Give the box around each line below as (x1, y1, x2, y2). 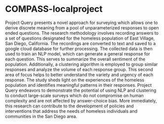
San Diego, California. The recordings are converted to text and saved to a (5, 40, 156, 46)
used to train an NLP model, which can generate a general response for (5, 50, 150, 57)
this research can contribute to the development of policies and (5, 103, 134, 109)
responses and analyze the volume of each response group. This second (5, 66, 154, 72)
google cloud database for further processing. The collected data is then (5, 46, 153, 51)
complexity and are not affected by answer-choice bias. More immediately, (5, 98, 157, 103)
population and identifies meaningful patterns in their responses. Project (5, 82, 152, 88)
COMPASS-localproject (5, 3, 103, 15)
